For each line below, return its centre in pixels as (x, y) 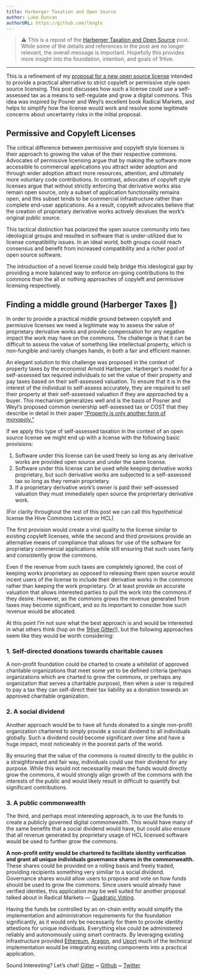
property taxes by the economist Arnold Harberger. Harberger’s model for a (99, 369)
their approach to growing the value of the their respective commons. (92, 154)
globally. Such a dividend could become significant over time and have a (96, 737)
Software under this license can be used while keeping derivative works (103, 468)
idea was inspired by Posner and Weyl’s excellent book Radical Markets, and (100, 102)
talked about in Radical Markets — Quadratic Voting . (71, 897)
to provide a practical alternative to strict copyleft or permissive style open (98, 83)
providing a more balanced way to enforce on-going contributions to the (95, 273)
